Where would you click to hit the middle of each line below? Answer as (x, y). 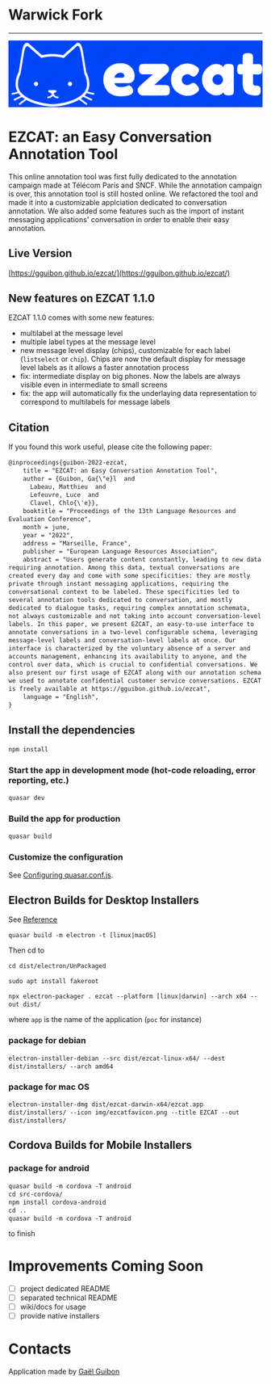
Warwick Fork (56, 15)
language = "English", (61, 697)
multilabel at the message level (71, 334)
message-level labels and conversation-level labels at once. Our (122, 641)
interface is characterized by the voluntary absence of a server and (129, 649)
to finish (22, 1233)
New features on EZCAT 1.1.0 (82, 298)
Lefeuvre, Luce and (64, 495)
